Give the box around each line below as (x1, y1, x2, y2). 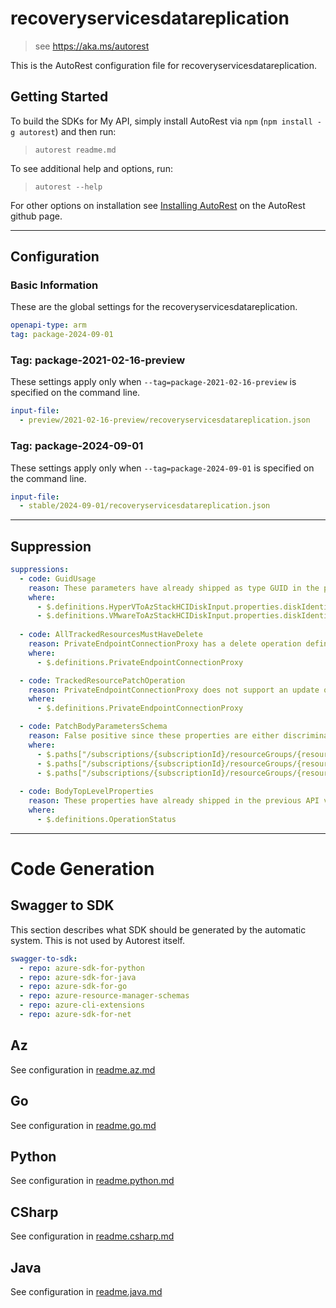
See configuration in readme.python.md (10, 1175, 175, 1187)
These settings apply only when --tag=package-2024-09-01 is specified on (10, 462, 315, 474)
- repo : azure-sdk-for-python (19, 963, 145, 973)
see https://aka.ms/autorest (34, 40, 150, 52)
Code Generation (10, 858, 155, 881)
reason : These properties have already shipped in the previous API (28, 796, 320, 806)
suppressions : (10, 565, 70, 575)
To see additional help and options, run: (10, 162, 173, 174)
